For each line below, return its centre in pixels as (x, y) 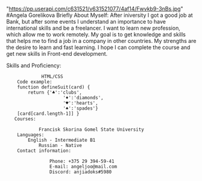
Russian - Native (60, 145)
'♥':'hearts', (80, 103)
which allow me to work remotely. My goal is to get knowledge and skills (96, 35)
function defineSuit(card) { (54, 87)
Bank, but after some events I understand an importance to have (86, 21)
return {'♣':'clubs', (55, 93)
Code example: (35, 82)
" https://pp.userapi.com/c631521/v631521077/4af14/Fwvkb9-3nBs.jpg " (95, 9)
